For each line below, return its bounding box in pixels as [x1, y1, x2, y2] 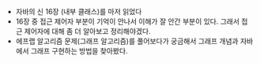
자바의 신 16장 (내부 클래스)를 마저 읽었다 [15, 7, 142, 16]
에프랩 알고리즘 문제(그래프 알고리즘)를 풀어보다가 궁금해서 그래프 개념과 [15, 36, 239, 46]
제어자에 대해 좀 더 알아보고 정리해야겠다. [24, 27, 152, 35]
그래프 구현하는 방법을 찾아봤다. [30, 46, 128, 55]
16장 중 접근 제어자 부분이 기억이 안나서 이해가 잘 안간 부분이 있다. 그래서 [15, 17, 239, 26]
